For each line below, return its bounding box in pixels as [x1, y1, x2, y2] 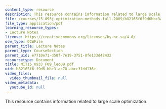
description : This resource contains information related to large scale [5, 12, 161, 17]
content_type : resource [5, 7, 54, 12]
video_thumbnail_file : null [9, 76, 68, 81]
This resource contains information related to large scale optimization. [5, 98, 148, 104]
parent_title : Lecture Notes [5, 44, 65, 49]
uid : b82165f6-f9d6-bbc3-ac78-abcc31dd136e [5, 67, 96, 72]
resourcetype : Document [5, 57, 54, 62]
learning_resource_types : [5, 26, 58, 30]
